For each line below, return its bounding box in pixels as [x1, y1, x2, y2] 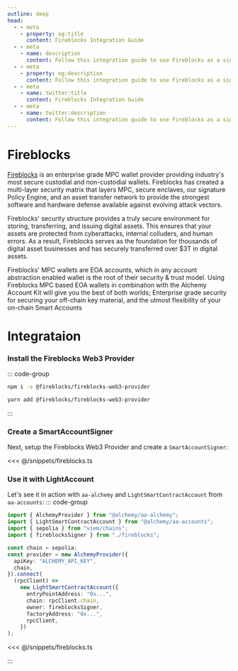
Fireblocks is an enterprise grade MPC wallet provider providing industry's [7, 170, 225, 178]
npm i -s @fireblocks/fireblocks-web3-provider [7, 383, 151, 391]
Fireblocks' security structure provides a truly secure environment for [7, 214, 210, 222]
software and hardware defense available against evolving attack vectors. [7, 200, 223, 209]
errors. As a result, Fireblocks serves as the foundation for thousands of [7, 236, 217, 245]
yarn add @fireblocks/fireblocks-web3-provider [7, 395, 151, 403]
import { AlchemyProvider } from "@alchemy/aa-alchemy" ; [7, 512, 179, 519]
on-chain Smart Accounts [7, 303, 83, 312]
